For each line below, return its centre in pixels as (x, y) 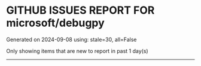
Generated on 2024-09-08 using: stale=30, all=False (71, 39)
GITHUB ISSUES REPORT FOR (80, 10)
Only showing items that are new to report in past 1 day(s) (77, 51)
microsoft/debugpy (55, 23)
